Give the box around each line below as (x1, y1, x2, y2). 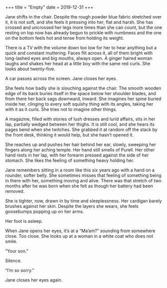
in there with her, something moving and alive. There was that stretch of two (5, 178, 162, 183)
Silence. (5, 258, 22, 264)
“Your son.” (5, 248, 28, 254)
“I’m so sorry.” (5, 268, 34, 273)
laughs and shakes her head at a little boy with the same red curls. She (5, 61, 151, 66)
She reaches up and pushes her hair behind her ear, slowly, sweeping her (5, 142, 156, 147)
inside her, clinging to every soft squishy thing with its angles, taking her (5, 101, 154, 107)
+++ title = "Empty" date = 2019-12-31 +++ (5, 4, 94, 10)
